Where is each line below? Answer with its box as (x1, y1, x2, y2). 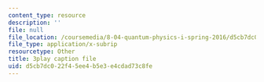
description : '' (8, 19, 61, 27)
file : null (8, 26, 44, 34)
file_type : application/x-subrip (8, 41, 118, 48)
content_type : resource (8, 11, 86, 20)
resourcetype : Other (8, 48, 76, 55)
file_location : (8, 33, 58, 41)
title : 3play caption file (8, 55, 97, 63)
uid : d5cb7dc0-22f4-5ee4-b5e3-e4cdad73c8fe (8, 62, 153, 70)
